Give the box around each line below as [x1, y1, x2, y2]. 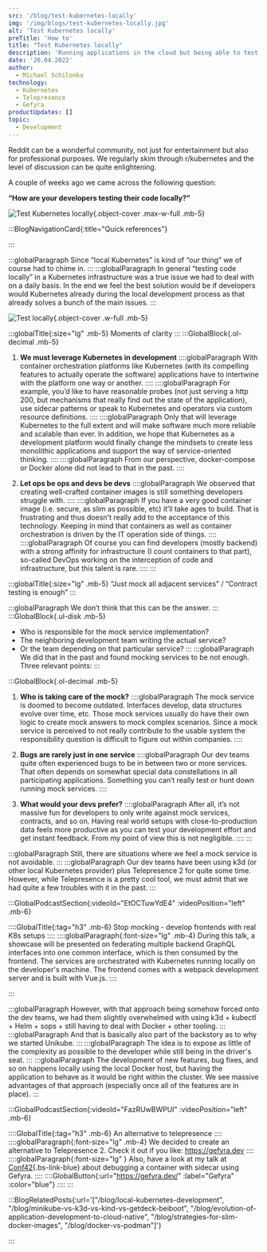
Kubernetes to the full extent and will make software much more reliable [19, 421, 257, 430]
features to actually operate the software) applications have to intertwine [19, 369, 259, 379]
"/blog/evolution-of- [190, 1203, 257, 1213]
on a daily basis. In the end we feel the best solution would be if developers [8, 281, 256, 290]
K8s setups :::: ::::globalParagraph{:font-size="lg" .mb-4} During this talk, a [8, 931, 255, 940]
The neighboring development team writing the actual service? [19, 635, 226, 644]
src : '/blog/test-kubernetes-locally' [8, 11, 137, 20]
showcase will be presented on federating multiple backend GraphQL [8, 939, 236, 948]
